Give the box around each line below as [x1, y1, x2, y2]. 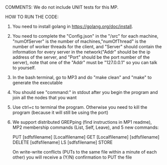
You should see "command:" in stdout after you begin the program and [12, 89, 158, 95]
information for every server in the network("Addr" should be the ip [12, 49, 151, 55]
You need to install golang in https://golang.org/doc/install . [12, 23, 133, 29]
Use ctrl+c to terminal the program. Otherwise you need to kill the [12, 104, 148, 110]
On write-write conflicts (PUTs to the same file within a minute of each [12, 149, 157, 155]
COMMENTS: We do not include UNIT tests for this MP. [5, 4, 119, 10]
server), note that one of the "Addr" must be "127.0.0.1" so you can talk [12, 60, 158, 65]
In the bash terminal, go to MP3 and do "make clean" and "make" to [12, 75, 152, 80]
